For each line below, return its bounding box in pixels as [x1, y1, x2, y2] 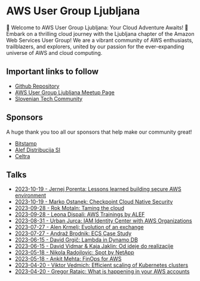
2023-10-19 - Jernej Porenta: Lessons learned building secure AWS [14, 186, 181, 193]
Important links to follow [6, 67, 99, 77]
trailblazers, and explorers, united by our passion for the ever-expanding [6, 43, 184, 50]
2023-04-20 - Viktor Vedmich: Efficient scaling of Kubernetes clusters [14, 261, 189, 269]
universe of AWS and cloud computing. [6, 49, 103, 56]
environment [14, 192, 47, 199]
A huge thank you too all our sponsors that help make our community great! [6, 128, 192, 135]
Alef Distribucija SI [14, 146, 61, 153]
